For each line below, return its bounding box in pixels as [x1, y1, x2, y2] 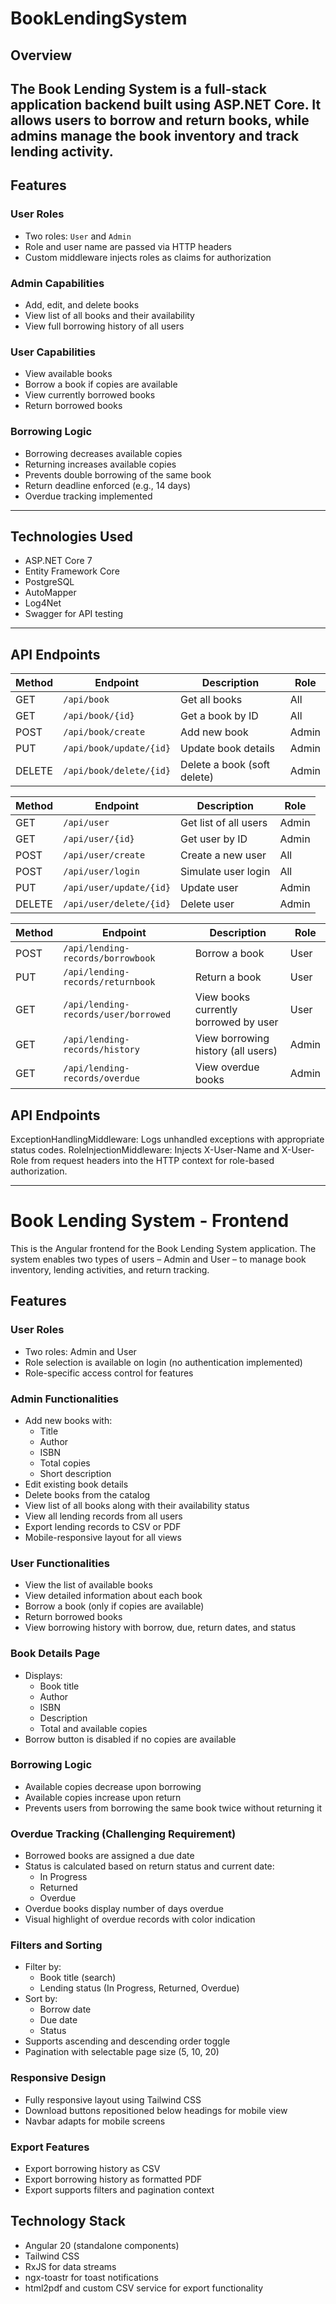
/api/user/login [63, 866, 140, 877]
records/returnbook [63, 977, 156, 988]
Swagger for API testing [24, 608, 124, 620]
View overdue [194, 1060, 260, 1074]
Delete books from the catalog [24, 1488, 151, 1501]
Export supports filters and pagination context [24, 2183, 215, 2196]
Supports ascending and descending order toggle [24, 2035, 231, 2047]
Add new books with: [24, 1414, 113, 1426]
